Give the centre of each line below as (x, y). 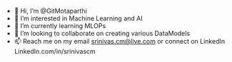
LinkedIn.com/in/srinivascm (55, 51)
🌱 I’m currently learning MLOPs (60, 26)
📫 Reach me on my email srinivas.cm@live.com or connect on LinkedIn (120, 41)
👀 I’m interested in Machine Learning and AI (78, 18)
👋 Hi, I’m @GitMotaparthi (50, 11)
